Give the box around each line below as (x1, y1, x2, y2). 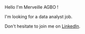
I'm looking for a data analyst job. (4, 14, 73, 19)
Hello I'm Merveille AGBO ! (4, 4, 59, 10)
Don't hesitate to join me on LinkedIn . (4, 23, 81, 29)
